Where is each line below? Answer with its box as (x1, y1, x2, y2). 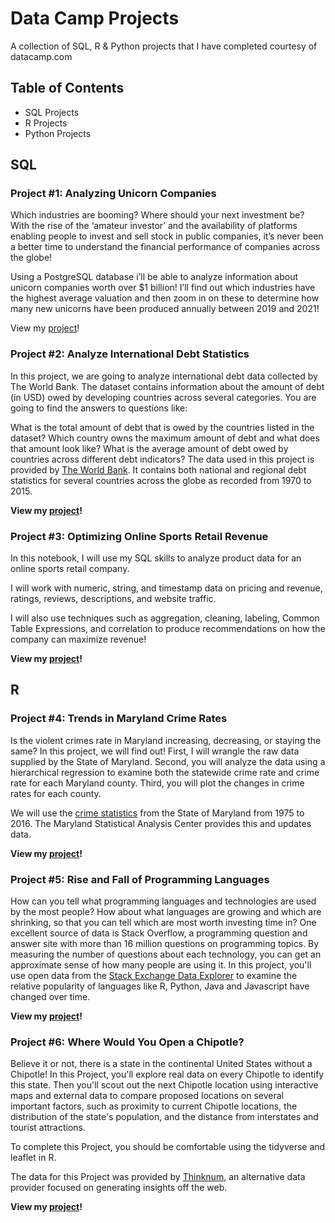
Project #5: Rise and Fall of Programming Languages (10, 872, 270, 886)
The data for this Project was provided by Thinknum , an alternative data (10, 1171, 306, 1183)
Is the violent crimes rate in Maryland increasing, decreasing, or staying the (10, 734, 322, 746)
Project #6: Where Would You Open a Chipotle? (10, 1035, 245, 1049)
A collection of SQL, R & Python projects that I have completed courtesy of (10, 40, 318, 52)
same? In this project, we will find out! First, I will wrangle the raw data (10, 745, 300, 757)
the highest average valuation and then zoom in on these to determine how (10, 292, 320, 304)
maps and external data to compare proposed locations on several (10, 1090, 284, 1102)
